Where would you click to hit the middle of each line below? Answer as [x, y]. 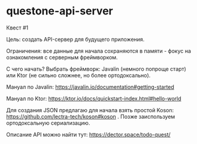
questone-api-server [60, 11]
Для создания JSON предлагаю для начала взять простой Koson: [90, 110]
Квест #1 [17, 28]
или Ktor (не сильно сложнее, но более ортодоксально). [78, 75]
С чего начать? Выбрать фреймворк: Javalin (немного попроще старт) [96, 69]
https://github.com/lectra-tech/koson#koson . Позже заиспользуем [91, 116]
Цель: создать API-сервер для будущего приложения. [75, 39]
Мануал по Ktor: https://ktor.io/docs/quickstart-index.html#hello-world [94, 98]
